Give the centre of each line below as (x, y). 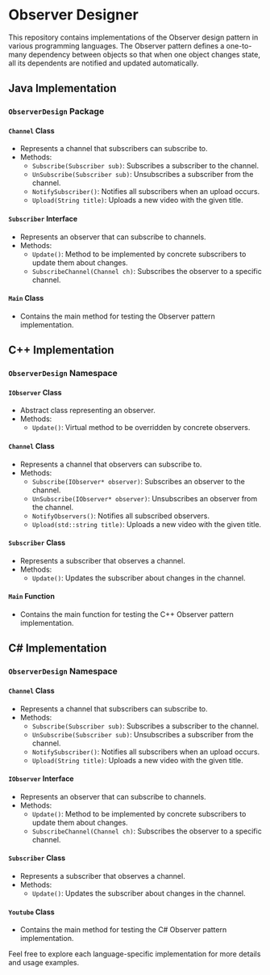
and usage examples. (44, 963)
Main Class (26, 298)
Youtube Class (31, 912)
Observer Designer (73, 15)
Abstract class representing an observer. (87, 411)
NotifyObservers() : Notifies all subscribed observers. (120, 516)
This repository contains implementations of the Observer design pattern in (133, 37)
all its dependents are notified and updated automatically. (104, 63)
